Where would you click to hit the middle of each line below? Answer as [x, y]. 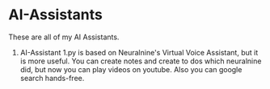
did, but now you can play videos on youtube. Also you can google [131, 69]
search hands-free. [52, 78]
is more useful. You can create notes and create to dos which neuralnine [141, 61]
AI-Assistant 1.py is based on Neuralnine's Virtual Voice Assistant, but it [139, 52]
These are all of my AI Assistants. [64, 37]
